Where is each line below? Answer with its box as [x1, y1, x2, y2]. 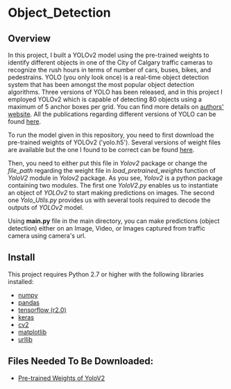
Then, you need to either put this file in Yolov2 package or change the [8, 159, 207, 167]
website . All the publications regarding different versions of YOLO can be [8, 110, 216, 118]
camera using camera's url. [8, 231, 86, 240]
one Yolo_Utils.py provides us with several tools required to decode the [8, 196, 211, 204]
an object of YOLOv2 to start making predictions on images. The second [8, 189, 214, 197]
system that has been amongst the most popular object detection [8, 81, 195, 88]
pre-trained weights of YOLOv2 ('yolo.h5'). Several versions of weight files [8, 138, 221, 147]
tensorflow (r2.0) [17, 306, 67, 314]
